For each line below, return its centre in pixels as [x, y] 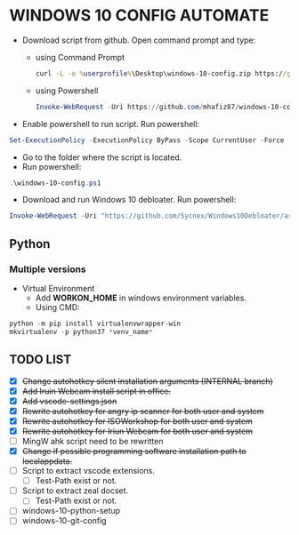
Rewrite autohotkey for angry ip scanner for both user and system [143, 411]
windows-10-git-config [64, 521]
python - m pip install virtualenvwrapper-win [95, 323]
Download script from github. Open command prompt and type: [139, 40]
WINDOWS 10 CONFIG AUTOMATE [139, 16]
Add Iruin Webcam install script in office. [97, 391]
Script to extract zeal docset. [75, 491]
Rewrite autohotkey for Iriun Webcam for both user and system [137, 431]
